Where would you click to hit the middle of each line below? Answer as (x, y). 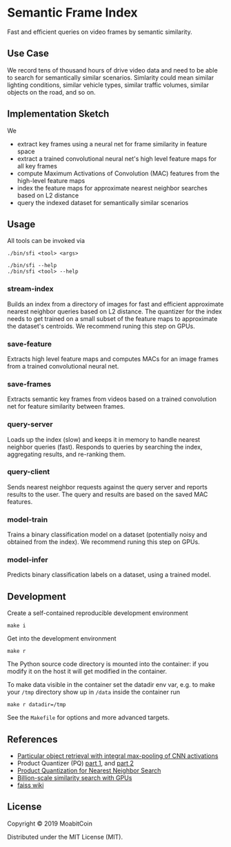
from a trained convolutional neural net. (63, 366)
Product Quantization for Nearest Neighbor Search (89, 770)
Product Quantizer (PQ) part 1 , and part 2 (76, 763)
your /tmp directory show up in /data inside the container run (94, 692)
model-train (28, 519)
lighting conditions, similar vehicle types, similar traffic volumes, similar (108, 85)
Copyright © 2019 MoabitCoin (50, 824)
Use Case (28, 53)
